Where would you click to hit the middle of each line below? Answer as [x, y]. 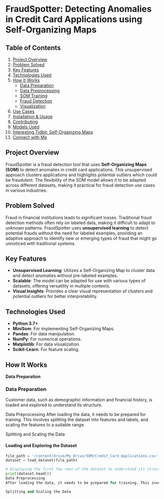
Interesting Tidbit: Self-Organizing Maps [53, 132]
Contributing [25, 122]
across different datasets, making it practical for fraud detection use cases [80, 185]
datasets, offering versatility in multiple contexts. [61, 286]
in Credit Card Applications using [74, 19]
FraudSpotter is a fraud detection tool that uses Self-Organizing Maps [76, 164]
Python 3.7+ [25, 324]
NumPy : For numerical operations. [47, 339]
